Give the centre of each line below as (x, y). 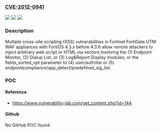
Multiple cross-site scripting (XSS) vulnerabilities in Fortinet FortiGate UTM (80, 41)
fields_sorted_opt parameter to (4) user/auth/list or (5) (60, 62)
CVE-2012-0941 (25, 7)
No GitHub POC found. (28, 125)
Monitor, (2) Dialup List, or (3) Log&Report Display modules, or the (72, 57)
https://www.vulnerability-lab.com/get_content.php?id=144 (72, 103)
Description (19, 31)
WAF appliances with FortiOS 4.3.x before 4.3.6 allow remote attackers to (79, 47)
